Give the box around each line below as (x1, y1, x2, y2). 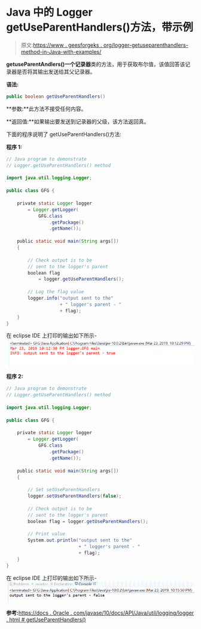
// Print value (28, 531, 66, 537)
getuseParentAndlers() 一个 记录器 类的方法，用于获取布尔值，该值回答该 (6, 61, 185, 68)
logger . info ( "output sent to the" (28, 295, 114, 302)
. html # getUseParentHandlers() (6, 616, 86, 624)
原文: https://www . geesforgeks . (20, 41, 102, 49)
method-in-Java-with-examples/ (20, 48, 102, 55)
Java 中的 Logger (6, 5, 93, 19)
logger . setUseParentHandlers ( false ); (28, 493, 121, 499)
